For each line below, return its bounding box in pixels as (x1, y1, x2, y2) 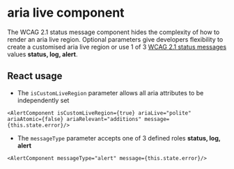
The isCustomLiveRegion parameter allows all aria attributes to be (17, 88, 204, 97)
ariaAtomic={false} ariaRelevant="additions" (7, 115, 141, 122)
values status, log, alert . (7, 50, 78, 58)
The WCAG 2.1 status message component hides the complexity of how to (7, 28, 220, 36)
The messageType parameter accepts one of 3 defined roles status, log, (17, 134, 221, 142)
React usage (7, 70, 63, 82)
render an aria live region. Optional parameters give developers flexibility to (7, 35, 224, 43)
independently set (17, 96, 70, 104)
